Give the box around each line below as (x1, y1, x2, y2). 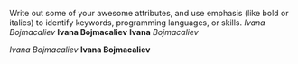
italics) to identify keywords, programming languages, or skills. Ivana (9, 17, 265, 28)
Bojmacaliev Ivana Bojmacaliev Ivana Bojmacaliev (9, 27, 199, 37)
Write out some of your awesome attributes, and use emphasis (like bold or (9, 8, 289, 18)
